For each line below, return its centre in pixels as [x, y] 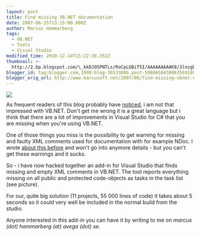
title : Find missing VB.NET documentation [60, 17]
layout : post [22, 12]
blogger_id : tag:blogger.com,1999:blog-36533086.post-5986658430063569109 [101, 73]
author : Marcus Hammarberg [40, 28]
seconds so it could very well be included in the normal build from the [92, 202]
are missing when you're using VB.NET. [54, 124]
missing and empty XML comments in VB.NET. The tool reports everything [97, 172]
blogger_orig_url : [29, 78]
